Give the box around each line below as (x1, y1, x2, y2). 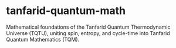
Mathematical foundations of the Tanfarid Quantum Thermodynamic (6, 23, 171, 30)
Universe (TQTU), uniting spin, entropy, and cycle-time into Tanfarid (6, 29, 170, 36)
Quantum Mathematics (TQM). (6, 36, 80, 43)
